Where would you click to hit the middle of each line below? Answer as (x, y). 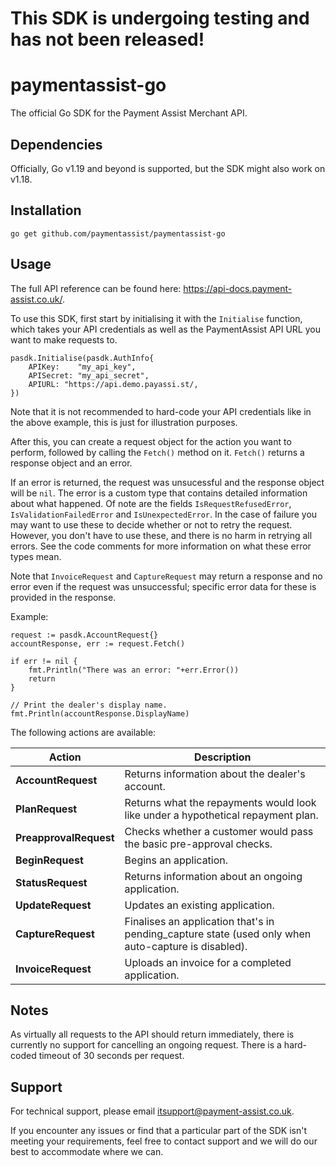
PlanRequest (46, 809)
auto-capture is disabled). (186, 946)
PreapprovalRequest (65, 837)
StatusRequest (51, 882)
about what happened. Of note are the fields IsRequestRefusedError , (151, 503)
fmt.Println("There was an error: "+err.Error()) (134, 670)
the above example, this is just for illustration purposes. (124, 422)
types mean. (36, 556)
